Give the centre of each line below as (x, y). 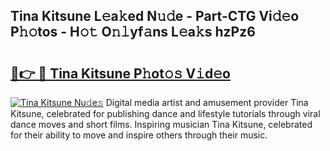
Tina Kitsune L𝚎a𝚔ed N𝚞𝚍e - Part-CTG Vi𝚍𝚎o (155, 16)
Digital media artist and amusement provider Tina (207, 102)
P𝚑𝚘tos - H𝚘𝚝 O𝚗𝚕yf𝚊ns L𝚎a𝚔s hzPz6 (133, 32)
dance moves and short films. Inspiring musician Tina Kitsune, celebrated (161, 124)
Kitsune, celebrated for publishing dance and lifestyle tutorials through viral (165, 113)
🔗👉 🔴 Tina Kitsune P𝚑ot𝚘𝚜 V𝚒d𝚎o (120, 73)
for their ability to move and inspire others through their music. (139, 135)
